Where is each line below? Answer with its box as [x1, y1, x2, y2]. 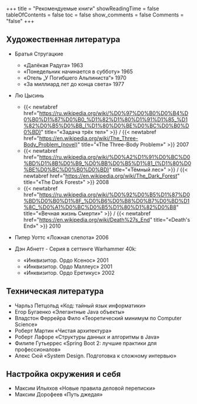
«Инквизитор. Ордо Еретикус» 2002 [23, 269, 115, 276]
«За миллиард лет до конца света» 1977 [23, 80, 125, 87]
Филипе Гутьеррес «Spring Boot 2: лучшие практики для [14, 339, 157, 347]
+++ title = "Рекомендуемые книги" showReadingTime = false [6, 5, 159, 12]
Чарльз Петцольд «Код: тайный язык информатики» [14, 302, 146, 309]
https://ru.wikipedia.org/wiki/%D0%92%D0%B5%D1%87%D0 [39, 191, 190, 198]
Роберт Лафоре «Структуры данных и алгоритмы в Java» [14, 333, 160, 340]
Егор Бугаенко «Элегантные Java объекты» [14, 308, 125, 315]
